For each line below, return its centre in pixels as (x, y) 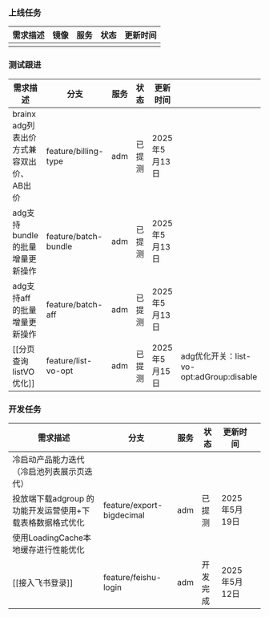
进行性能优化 (61, 550)
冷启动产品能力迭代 (49, 459)
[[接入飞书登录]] (43, 582)
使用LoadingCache (48, 538)
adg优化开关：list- (216, 356)
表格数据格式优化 (53, 522)
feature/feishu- (132, 577)
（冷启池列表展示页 (49, 471)
